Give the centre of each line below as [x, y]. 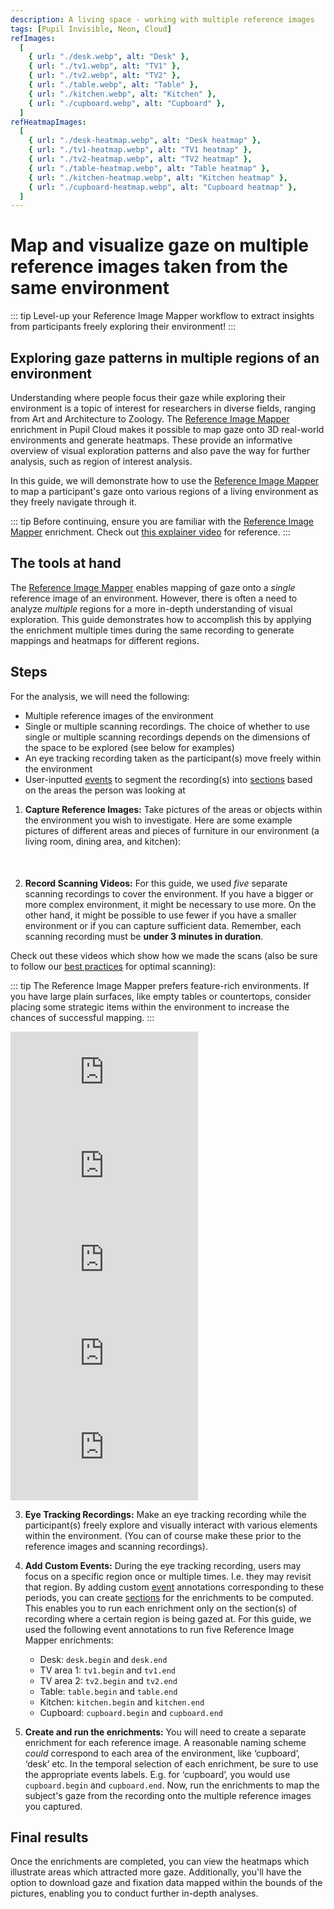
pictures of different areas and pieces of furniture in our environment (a [172, 830]
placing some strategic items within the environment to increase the [150, 1007]
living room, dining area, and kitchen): [103, 841]
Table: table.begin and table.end [108, 1691]
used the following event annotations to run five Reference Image [159, 1629]
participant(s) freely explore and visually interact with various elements [171, 1525]
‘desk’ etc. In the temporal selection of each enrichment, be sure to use [171, 1763]
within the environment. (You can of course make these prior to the [163, 1535]
